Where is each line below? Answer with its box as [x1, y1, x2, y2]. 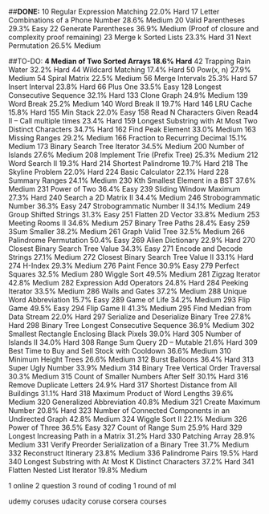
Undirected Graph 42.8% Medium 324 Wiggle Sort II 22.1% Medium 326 [8, 415, 247, 423]
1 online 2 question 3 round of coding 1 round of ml [8, 481, 177, 490]
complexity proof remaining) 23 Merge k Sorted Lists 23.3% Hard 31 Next [8, 32, 251, 42]
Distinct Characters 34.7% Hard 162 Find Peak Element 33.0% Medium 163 [8, 124, 257, 134]
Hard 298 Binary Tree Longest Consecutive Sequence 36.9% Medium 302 [8, 321, 255, 330]
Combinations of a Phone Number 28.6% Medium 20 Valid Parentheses [8, 15, 246, 25]
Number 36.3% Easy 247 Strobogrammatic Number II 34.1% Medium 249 [8, 201, 251, 211]
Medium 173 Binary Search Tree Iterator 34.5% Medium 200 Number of [8, 142, 245, 151]
